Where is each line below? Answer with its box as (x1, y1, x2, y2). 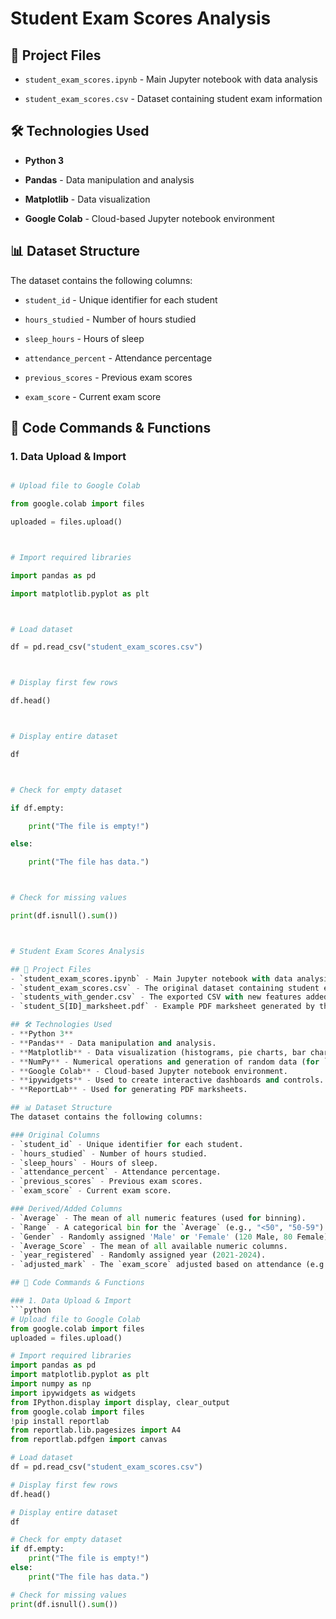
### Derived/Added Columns (10, 1204, 123, 1214)
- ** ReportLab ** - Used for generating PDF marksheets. (10, 1085, 248, 1095)
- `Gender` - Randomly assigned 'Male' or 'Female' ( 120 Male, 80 (10, 1232, 293, 1242)
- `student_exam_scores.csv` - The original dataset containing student (10, 983, 320, 993)
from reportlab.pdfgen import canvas (10, 1435, 168, 1445)
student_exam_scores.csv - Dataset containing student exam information (24, 93, 323, 104)
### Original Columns (10, 1130, 101, 1140)
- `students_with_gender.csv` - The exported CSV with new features (10, 992, 302, 1002)
